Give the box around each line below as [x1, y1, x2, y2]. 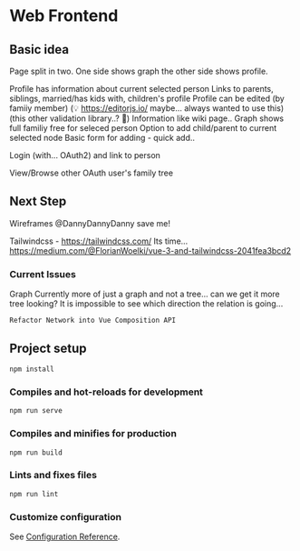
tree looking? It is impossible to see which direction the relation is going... [9, 298, 284, 309]
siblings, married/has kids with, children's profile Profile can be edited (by [9, 93, 285, 104]
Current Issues [9, 267, 77, 280]
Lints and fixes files [9, 469, 98, 482]
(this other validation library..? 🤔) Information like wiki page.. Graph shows [9, 113, 284, 124]
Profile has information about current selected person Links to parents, [9, 84, 274, 94]
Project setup [9, 340, 88, 356]
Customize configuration [9, 510, 122, 523]
